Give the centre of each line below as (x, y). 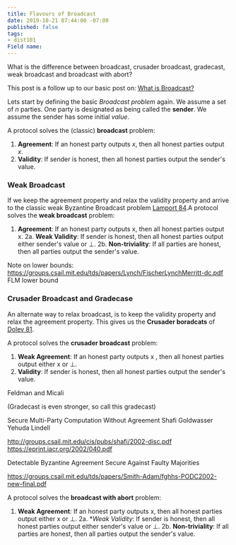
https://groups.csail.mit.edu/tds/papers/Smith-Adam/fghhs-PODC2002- (112, 476)
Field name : (25, 47)
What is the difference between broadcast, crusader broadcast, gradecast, (116, 67)
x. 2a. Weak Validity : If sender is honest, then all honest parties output (120, 237)
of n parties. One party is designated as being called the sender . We (107, 109)
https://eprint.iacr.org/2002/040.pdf (60, 449)
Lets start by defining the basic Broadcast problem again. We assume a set (117, 102)
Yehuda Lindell (29, 428)
